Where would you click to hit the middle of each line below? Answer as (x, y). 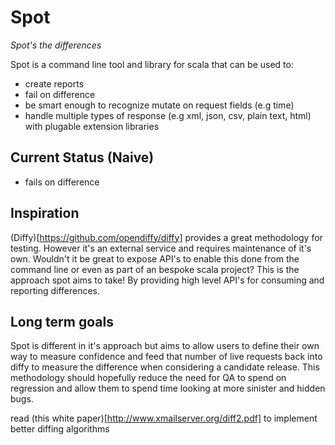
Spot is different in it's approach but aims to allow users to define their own (165, 346)
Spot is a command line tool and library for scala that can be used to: (152, 64)
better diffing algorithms (60, 429)
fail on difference (60, 94)
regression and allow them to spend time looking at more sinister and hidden (168, 388)
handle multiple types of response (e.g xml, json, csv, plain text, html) (168, 115)
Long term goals (62, 321)
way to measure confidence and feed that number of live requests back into (166, 357)
